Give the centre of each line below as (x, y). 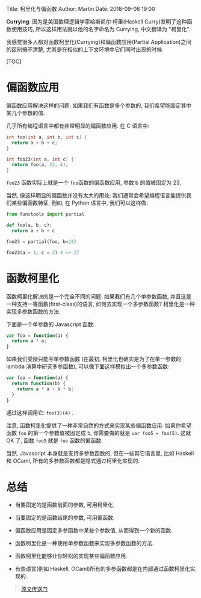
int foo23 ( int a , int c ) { (40, 159)
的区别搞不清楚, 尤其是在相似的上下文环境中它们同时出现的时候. (85, 49)
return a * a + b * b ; (45, 389)
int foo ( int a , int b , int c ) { (47, 137)
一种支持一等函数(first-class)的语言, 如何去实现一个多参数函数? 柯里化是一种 (101, 304)
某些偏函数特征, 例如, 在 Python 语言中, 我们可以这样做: (80, 203)
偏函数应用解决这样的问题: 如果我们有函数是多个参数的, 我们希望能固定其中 (99, 105)
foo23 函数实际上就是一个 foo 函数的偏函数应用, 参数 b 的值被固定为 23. (94, 183)
